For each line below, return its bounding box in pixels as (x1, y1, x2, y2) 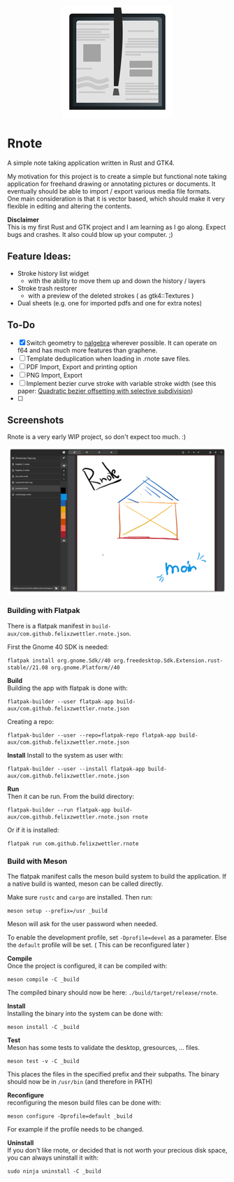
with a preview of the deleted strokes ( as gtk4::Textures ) (27, 291, 194, 300)
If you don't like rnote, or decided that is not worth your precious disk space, (7, 1146, 228, 1155)
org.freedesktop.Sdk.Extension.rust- (113, 657, 224, 664)
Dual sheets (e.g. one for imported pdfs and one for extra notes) (17, 298, 203, 307)
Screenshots (7, 414, 64, 426)
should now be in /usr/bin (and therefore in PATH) (7, 1078, 153, 1086)
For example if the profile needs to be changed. (7, 1125, 145, 1134)
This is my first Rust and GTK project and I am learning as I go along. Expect (7, 222, 226, 231)
